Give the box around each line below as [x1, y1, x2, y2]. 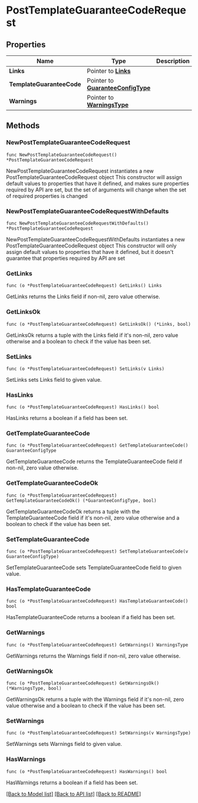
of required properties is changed [6, 192, 88, 199]
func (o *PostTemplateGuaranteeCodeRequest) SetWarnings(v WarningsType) [6, 730, 192, 736]
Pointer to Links [87, 67, 131, 75]
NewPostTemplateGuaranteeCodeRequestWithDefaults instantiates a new [6, 236, 186, 243]
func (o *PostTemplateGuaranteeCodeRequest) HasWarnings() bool [6, 768, 167, 775]
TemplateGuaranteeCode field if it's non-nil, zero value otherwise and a [6, 514, 180, 521]
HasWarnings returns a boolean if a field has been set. [6, 779, 138, 786]
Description [156, 57, 190, 65]
